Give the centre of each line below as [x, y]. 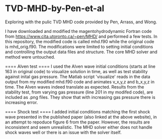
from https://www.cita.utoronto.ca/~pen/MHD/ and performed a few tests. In [81, 36]
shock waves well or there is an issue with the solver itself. [63, 132]
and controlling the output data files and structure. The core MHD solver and [81, 52]
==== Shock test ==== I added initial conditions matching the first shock [78, 111]
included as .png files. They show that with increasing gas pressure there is [80, 97]
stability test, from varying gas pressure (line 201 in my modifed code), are [79, 92]
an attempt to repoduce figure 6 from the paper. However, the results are [78, 122]
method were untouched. [30, 57]
